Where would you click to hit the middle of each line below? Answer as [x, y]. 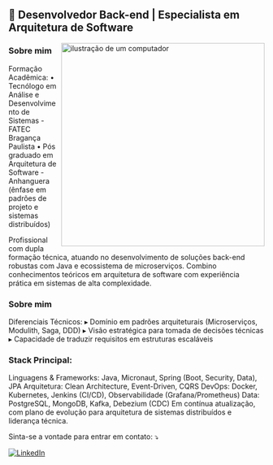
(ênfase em [28, 189]
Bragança [25, 137]
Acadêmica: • [31, 77]
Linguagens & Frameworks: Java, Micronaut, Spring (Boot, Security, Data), [133, 378]
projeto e [24, 206]
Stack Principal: [41, 360]
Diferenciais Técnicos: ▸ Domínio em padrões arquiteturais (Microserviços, [133, 321]
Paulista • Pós [32, 146]
